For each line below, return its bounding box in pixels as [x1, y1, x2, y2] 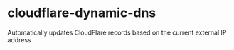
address [7, 35, 31, 44]
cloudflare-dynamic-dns [7, 5, 156, 21]
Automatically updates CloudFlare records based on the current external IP [7, 28, 227, 37]
